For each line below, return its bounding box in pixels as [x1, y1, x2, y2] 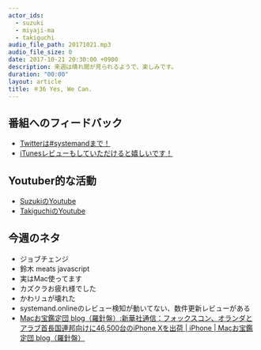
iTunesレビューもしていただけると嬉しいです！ [19, 149, 173, 158]
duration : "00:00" [8, 70, 69, 78]
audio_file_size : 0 [8, 48, 73, 56]
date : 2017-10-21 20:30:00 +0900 [8, 56, 119, 64]
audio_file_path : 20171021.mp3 [8, 41, 112, 49]
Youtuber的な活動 [8, 174, 97, 187]
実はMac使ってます [19, 273, 82, 283]
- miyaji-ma [15, 26, 55, 34]
